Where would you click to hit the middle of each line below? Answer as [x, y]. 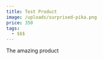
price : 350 [20, 23]
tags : [13, 28]
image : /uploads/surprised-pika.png [51, 17]
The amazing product [32, 50]
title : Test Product [32, 12]
